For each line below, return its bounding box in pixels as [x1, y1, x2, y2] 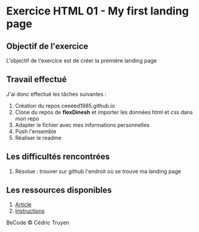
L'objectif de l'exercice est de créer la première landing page [6, 57, 157, 64]
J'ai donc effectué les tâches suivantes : [6, 90, 107, 98]
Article [14, 201, 32, 208]
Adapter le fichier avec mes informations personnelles [14, 121, 150, 128]
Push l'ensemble [14, 128, 57, 135]
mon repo [14, 114, 39, 122]
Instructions [14, 207, 45, 215]
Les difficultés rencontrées [6, 152, 110, 162]
